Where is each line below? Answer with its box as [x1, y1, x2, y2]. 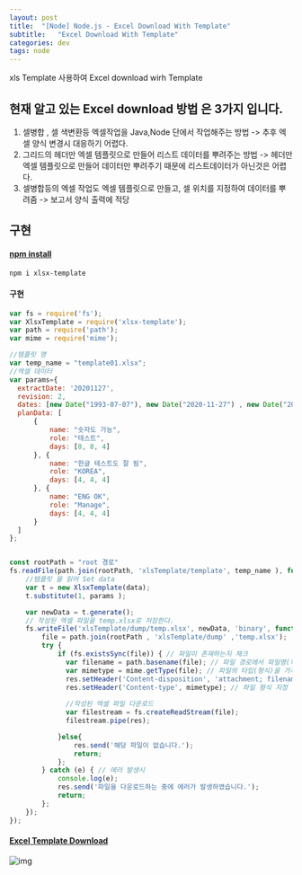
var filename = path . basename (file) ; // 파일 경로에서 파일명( [66, 658, 290, 667]
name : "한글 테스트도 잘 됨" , [49, 459, 148, 468]
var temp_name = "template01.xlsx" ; [9, 358, 147, 368]
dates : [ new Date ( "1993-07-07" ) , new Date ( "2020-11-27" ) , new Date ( [17, 401, 284, 410]
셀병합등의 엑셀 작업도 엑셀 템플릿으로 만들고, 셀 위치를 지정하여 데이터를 [22, 182, 277, 193]
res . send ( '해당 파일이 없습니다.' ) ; [73, 740, 194, 750]
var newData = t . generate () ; [25, 607, 135, 616]
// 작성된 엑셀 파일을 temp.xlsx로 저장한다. [25, 616, 174, 625]
